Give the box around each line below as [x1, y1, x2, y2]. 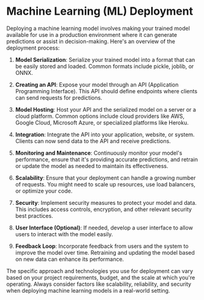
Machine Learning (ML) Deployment [6, 4, 194, 18]
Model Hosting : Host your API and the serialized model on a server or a [15, 106, 196, 113]
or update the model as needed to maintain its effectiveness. [15, 162, 168, 169]
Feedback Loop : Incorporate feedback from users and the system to [15, 242, 189, 250]
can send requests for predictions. [15, 94, 102, 101]
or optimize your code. [15, 187, 73, 194]
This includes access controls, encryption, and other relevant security [15, 206, 192, 213]
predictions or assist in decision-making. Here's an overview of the [6, 37, 176, 45]
